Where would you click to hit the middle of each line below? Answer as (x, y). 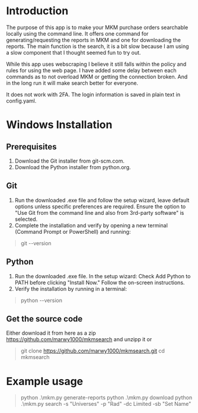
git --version (36, 243)
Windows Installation (59, 125)
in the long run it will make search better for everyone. (72, 83)
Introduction (37, 11)
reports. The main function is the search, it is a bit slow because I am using (98, 46)
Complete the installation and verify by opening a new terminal (91, 225)
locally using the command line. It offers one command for (77, 33)
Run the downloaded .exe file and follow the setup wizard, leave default (102, 200)
